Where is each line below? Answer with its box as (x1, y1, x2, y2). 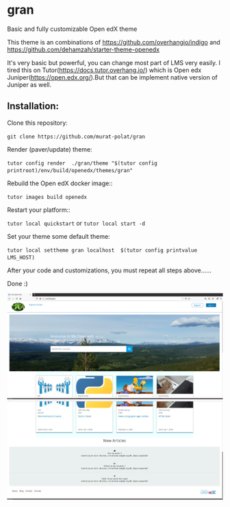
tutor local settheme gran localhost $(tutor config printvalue (7, 246, 197, 254)
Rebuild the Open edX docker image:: (7, 179, 113, 187)
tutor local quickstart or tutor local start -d (7, 219, 146, 227)
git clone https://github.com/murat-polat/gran (7, 133, 146, 140)
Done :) (7, 279, 29, 287)
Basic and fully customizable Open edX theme (7, 25, 138, 33)
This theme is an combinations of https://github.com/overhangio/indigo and (7, 38, 220, 46)
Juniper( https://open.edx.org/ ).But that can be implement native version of (7, 73, 218, 81)
